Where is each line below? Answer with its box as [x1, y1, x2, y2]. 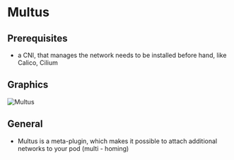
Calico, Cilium [17, 59, 58, 67]
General [7, 118, 44, 130]
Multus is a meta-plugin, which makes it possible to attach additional [17, 137, 218, 145]
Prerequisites [7, 32, 68, 44]
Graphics [7, 79, 49, 91]
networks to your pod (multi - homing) [17, 144, 129, 152]
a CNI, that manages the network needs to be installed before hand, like [17, 51, 227, 59]
